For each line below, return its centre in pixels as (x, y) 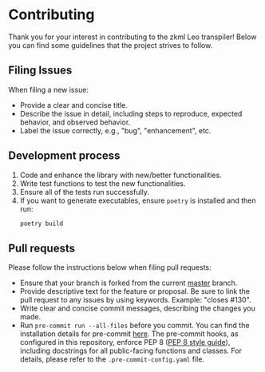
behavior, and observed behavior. (75, 122)
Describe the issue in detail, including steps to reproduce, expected (131, 113)
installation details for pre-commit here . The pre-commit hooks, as (129, 334)
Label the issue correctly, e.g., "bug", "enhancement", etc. (115, 130)
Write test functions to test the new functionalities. (103, 183)
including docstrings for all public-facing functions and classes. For (131, 351)
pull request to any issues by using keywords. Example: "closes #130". (135, 300)
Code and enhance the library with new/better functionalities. (121, 175)
